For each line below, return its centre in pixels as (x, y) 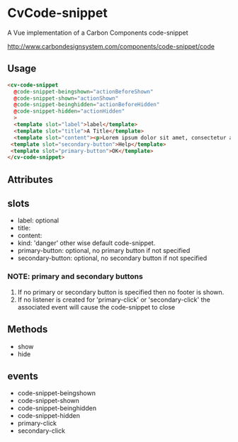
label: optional (38, 220)
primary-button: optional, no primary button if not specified (104, 251)
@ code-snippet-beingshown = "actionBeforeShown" (84, 91)
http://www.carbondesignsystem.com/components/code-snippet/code (111, 46)
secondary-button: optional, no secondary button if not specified (112, 258)
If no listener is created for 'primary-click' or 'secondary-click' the (114, 300)
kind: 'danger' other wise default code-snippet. (86, 243)
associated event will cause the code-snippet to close (96, 307)
